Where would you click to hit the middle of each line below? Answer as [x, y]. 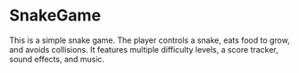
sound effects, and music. [57, 59]
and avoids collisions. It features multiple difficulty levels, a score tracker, [144, 49]
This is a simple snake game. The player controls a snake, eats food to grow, [149, 40]
